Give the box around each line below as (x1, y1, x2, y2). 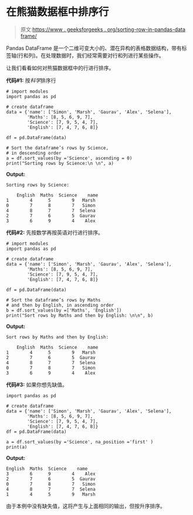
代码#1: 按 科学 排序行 (6, 77, 56, 84)
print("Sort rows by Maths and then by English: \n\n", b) (6, 312, 154, 319)
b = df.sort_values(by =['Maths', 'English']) (6, 307, 122, 313)
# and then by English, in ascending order (6, 302, 114, 308)
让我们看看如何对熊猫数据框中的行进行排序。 (6, 64, 114, 71)
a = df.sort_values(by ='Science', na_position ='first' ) (6, 439, 154, 445)
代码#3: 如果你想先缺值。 (6, 381, 67, 388)
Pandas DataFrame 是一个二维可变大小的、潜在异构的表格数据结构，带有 (6, 45, 182, 52)
